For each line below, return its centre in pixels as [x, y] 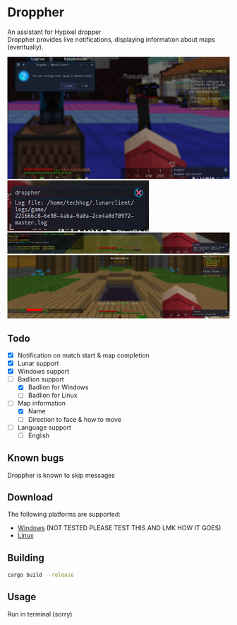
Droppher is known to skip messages [61, 475]
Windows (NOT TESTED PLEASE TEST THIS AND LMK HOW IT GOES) [119, 528]
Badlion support [41, 379]
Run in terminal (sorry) [40, 614]
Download [30, 497]
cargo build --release [41, 575]
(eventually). [25, 47]
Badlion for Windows [58, 387]
